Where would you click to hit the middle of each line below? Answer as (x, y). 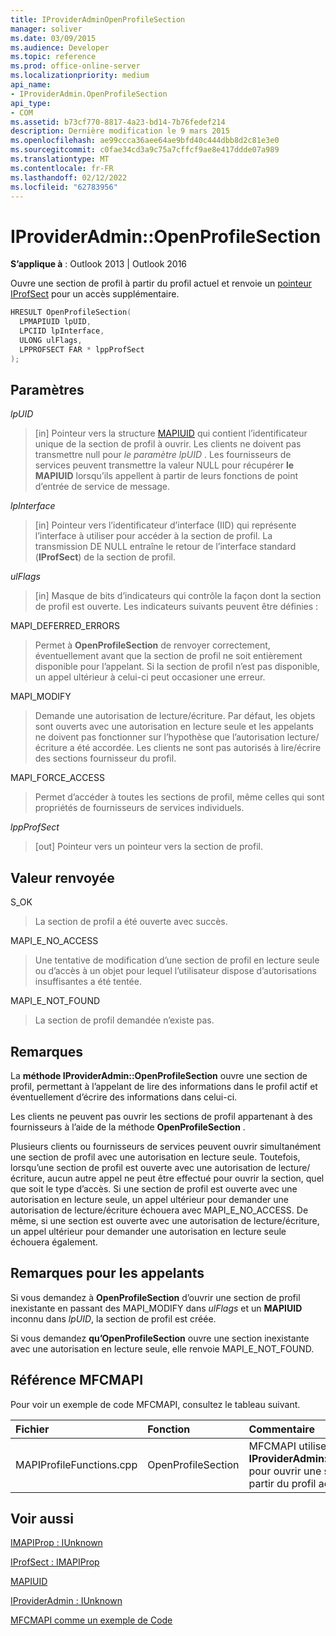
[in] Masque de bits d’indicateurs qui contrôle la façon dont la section (178, 596)
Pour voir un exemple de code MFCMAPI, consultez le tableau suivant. (155, 1404)
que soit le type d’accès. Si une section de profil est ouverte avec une (154, 1189)
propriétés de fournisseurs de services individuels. (139, 808)
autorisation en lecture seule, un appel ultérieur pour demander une (150, 1199)
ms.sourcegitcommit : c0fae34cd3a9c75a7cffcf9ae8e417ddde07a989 (145, 150)
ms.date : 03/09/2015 (53, 38)
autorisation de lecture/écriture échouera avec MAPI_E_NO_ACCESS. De (159, 1210)
